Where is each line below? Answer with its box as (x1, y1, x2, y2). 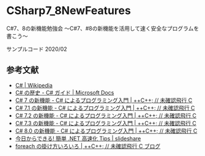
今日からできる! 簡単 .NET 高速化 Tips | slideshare (15, 135, 141, 142)
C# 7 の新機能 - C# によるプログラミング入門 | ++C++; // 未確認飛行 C (15, 96, 193, 104)
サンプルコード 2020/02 (6, 45, 67, 53)
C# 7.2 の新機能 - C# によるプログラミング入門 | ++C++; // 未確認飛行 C (15, 111, 197, 119)
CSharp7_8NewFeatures (6, 4, 132, 18)
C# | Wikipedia (15, 81, 53, 89)
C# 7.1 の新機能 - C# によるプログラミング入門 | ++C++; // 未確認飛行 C (15, 104, 195, 111)
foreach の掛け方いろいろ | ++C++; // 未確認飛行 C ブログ (15, 142, 161, 150)
